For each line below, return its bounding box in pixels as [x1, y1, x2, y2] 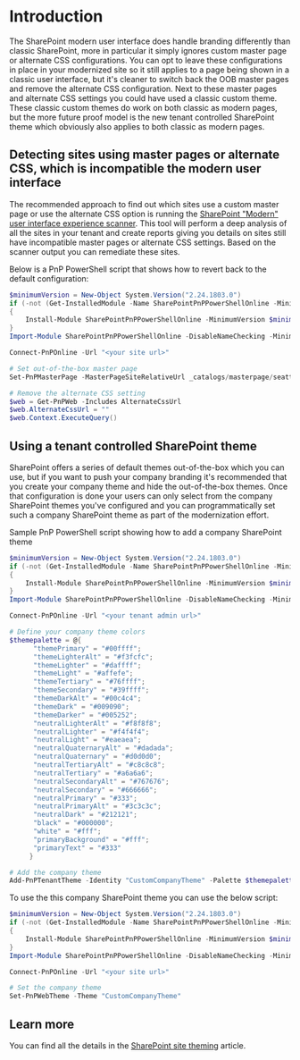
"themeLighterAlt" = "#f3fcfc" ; [32, 652, 154, 661]
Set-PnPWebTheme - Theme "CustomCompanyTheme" [9, 992, 181, 1001]
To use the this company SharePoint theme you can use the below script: [9, 892, 279, 904]
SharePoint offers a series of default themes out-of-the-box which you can [9, 462, 285, 473]
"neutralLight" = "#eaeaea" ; [32, 736, 142, 745]
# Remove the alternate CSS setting [9, 389, 146, 398]
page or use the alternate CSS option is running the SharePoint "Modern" [9, 208, 279, 219]
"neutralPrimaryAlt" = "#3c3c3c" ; [32, 802, 162, 811]
